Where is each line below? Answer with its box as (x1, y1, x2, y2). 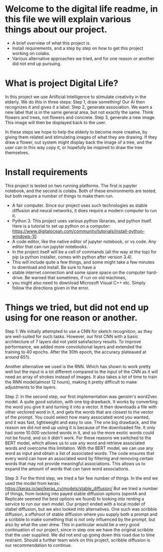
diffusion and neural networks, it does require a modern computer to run (12, 207, 157, 213)
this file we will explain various (5, 14, 131, 25)
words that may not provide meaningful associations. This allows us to (5, 460, 146, 467)
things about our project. (5, 24, 108, 35)
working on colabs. (12, 50, 50, 56)
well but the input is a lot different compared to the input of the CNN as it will (5, 368, 158, 374)
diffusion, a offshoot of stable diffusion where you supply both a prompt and (5, 511, 158, 517)
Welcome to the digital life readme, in (5, 3, 158, 15)
